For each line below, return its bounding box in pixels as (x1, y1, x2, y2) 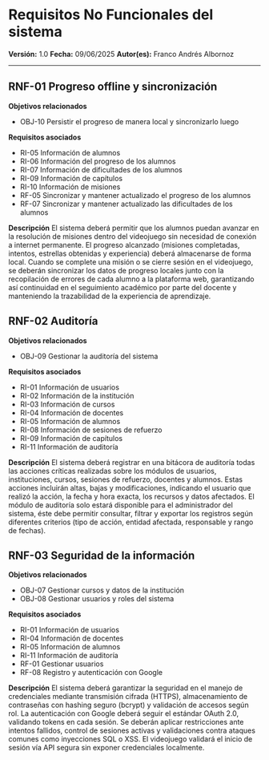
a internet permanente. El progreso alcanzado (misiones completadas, (8, 240, 240, 249)
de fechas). (8, 525, 46, 535)
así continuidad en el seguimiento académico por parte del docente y (8, 282, 237, 292)
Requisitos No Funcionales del (8, 6, 214, 24)
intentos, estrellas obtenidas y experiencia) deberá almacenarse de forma (8, 249, 252, 258)
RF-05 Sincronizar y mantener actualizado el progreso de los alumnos (19, 190, 251, 200)
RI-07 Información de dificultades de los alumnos (19, 164, 183, 174)
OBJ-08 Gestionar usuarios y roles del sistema (19, 594, 175, 604)
